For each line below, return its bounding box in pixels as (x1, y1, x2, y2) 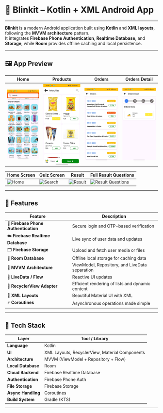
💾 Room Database (7, 255, 44, 261)
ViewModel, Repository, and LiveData (72, 262, 147, 268)
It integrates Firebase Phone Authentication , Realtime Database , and (5, 35, 146, 41)
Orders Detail (125, 76, 153, 82)
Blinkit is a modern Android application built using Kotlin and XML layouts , (5, 25, 155, 31)
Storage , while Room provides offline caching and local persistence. (5, 40, 142, 46)
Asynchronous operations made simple (72, 300, 150, 306)
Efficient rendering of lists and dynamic (72, 281, 150, 286)
